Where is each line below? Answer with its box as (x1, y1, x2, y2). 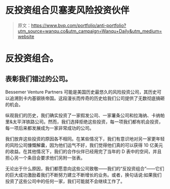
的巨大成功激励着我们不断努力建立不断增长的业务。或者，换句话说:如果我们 (5, 172, 162, 178)
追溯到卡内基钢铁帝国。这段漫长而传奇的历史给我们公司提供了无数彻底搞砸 (9, 95, 165, 101)
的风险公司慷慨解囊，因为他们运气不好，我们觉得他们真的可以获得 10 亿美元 (5, 142, 163, 148)
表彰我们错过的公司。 (5, 74, 72, 83)
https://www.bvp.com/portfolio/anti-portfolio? (31, 22, 126, 28)
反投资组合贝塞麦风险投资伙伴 (5, 5, 130, 16)
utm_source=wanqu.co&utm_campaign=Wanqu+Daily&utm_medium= (17, 28, 162, 34)
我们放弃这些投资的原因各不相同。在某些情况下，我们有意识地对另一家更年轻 (5, 135, 165, 142)
